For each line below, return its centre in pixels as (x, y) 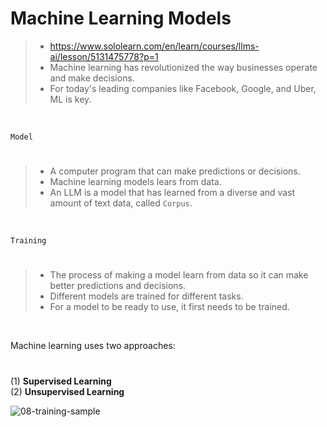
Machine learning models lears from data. (135, 182)
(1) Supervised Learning (61, 381)
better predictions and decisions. (118, 286)
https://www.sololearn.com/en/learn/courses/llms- (154, 46)
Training (28, 241)
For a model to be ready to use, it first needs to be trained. (169, 307)
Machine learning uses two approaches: (93, 346)
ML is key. (70, 99)
